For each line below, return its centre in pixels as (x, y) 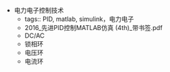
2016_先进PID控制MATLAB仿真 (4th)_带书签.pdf (93, 28)
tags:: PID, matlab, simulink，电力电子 (79, 19)
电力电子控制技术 (39, 10)
